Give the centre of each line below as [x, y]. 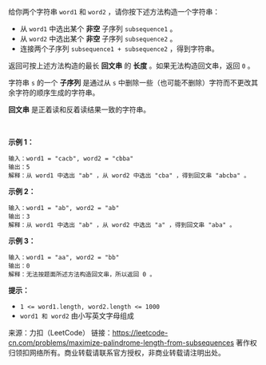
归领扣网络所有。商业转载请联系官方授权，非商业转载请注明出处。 [117, 353]
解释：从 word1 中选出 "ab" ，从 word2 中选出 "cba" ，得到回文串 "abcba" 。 [129, 176]
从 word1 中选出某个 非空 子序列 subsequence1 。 [98, 29]
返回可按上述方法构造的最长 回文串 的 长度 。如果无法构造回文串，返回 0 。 [131, 65]
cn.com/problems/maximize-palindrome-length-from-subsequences [121, 343]
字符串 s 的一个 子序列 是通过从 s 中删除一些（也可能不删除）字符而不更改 [130, 83]
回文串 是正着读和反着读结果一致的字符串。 [79, 109]
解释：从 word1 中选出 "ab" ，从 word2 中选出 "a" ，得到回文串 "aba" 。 [122, 225]
